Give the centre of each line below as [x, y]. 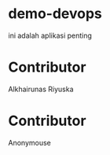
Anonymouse [29, 142]
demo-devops [55, 14]
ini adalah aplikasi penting [50, 35]
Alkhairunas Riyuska [41, 89]
